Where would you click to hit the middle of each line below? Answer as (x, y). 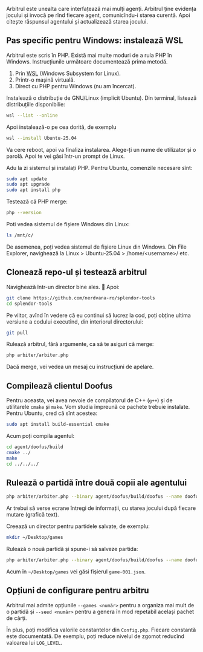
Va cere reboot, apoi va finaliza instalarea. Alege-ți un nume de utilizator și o (101, 149)
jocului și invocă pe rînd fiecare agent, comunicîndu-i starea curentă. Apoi (98, 15)
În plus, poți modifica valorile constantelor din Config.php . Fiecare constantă (101, 630)
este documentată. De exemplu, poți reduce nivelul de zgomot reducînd (95, 636)
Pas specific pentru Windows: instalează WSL (95, 41)
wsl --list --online (32, 115)
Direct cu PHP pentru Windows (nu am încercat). (76, 86)
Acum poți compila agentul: (40, 435)
